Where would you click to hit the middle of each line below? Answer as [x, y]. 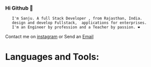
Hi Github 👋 [19, 8]
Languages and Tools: [52, 57]
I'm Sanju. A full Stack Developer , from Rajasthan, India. [77, 19]
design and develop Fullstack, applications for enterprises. [79, 23]
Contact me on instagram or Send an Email [49, 37]
